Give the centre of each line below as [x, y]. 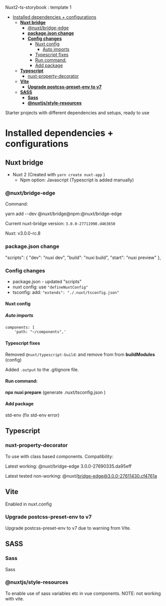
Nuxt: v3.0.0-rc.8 [23, 233]
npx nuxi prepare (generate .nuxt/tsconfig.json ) [55, 392]
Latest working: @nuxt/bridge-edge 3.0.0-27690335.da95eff [68, 466]
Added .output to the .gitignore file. [42, 369]
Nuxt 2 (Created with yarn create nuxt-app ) [59, 174]
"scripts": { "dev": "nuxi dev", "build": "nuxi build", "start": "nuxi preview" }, [83, 258]
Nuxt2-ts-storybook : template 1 [38, 7]
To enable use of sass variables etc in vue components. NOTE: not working [83, 593]
